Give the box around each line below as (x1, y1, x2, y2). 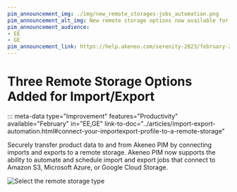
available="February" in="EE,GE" (7, 119, 104, 128)
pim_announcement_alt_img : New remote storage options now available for (7, 17, 229, 24)
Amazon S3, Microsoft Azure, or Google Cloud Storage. (7, 163, 168, 172)
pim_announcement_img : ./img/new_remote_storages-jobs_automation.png (7, 10, 219, 18)
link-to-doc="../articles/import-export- (104, 119, 216, 128)
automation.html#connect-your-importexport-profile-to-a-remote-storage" (7, 126, 226, 135)
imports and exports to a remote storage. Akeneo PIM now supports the (7, 148, 216, 156)
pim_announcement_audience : (7, 23, 90, 30)
